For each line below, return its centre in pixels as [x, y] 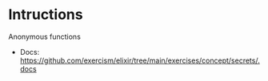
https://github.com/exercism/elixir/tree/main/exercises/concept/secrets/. [140, 60]
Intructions [46, 15]
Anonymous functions [45, 37]
